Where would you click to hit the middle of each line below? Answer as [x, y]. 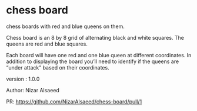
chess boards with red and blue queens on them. [66, 26]
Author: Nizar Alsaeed [33, 90]
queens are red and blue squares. [47, 44]
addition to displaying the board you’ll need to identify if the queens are [93, 61]
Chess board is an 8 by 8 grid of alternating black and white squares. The [95, 37]
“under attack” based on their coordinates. [58, 67]
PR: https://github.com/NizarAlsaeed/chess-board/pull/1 [74, 101]
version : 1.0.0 [23, 79]
